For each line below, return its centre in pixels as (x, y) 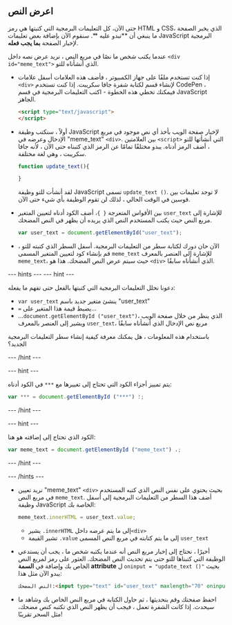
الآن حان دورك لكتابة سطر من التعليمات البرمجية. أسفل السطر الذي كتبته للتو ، (118, 246)
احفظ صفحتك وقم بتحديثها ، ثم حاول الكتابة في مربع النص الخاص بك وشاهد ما (117, 599)
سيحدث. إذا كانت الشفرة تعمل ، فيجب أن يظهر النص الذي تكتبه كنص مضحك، (116, 606)
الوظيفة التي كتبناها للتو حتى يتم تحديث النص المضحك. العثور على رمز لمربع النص (122, 558)
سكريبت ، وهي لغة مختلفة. (52, 153)
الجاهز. (27, 99)
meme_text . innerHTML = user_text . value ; (77, 517)
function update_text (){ (54, 166)
